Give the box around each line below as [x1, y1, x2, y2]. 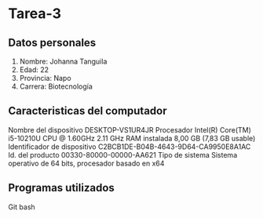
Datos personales [8, 36, 97, 49]
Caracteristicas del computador [8, 104, 167, 118]
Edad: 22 [19, 65, 49, 74]
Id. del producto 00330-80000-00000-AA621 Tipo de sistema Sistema [8, 150, 238, 159]
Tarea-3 [8, 5, 61, 23]
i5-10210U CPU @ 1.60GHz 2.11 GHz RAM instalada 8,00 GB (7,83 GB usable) [8, 133, 256, 143]
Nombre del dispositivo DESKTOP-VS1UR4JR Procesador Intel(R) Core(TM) [8, 125, 251, 134]
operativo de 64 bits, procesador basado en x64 [8, 158, 165, 168]
